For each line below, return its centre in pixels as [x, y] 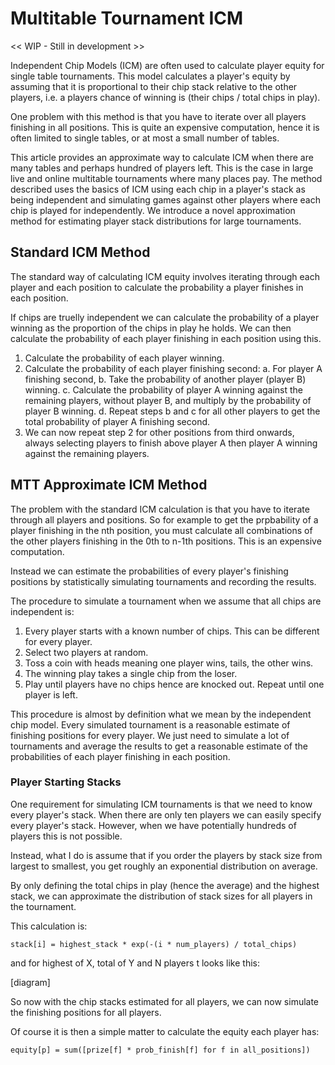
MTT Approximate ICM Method [109, 485]
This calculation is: [49, 926]
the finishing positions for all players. [86, 1012]
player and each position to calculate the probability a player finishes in [157, 287]
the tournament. [43, 906]
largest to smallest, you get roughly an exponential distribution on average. [164, 866]
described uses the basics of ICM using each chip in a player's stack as [158, 189]
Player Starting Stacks [66, 782]
